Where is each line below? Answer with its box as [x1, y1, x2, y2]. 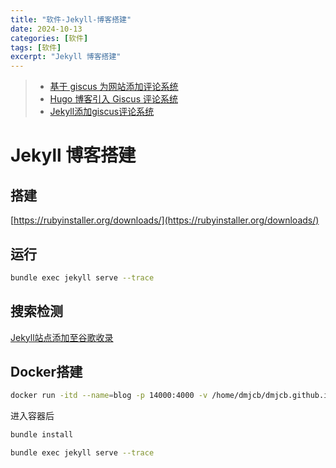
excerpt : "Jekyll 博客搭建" [10, 52, 122, 62]
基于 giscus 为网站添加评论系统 [49, 81, 179, 93]
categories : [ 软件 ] [10, 33, 89, 43]
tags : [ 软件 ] [10, 42, 62, 53]
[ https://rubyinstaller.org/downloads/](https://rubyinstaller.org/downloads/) [10, 214, 320, 226]
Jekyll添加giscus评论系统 [49, 106, 155, 118]
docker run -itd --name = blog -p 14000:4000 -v [10, 391, 208, 401]
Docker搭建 [10, 364, 83, 381]
